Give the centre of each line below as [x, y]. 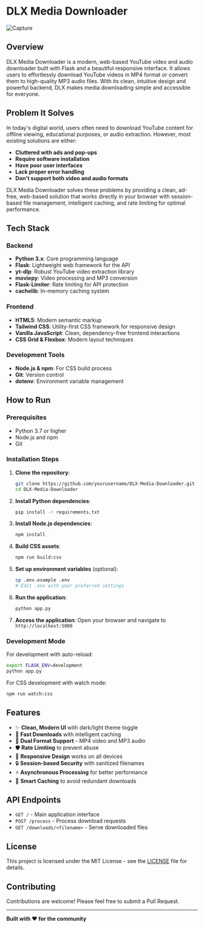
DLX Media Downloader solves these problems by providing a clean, [92, 190]
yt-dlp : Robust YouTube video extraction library [75, 272]
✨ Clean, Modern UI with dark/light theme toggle [76, 727]
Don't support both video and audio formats [72, 178]
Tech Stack [28, 228]
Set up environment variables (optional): [66, 569]
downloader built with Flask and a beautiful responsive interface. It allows [98, 68]
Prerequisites [26, 418]
